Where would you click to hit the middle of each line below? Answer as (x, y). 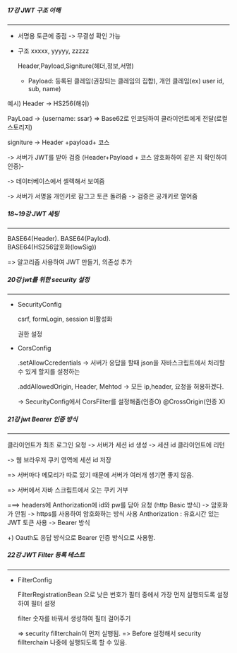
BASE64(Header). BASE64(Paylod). (59, 238)
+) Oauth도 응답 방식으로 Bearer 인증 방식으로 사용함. (81, 537)
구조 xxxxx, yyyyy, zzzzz (53, 51)
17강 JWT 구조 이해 (34, 10)
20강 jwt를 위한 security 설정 (49, 279)
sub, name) (44, 88)
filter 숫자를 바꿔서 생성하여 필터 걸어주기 (74, 618)
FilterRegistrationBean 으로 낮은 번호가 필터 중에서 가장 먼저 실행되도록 (116, 594)
